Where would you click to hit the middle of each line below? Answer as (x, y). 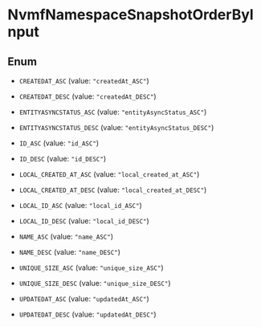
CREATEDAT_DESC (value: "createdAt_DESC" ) (88, 96)
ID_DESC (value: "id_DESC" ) (62, 159)
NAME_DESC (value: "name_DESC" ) (70, 252)
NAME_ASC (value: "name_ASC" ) (66, 236)
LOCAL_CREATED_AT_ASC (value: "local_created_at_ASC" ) (109, 174)
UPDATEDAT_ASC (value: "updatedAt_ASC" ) (84, 298)
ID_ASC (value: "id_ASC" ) (59, 143)
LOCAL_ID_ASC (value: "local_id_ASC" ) (80, 205)
